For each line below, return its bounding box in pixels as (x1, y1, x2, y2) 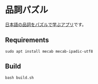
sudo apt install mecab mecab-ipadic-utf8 (5, 49, 93, 54)
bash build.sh (5, 75, 34, 80)
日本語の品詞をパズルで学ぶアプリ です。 (5, 21, 87, 27)
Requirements (5, 36, 49, 44)
